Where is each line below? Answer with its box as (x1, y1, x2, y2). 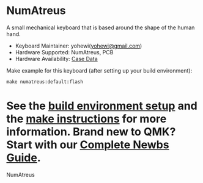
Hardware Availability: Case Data (15, 55, 98, 62)
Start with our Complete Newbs (6, 138, 169, 152)
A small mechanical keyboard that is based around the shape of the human (6, 24, 195, 31)
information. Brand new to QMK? (6, 125, 176, 139)
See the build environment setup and (6, 99, 197, 113)
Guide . (6, 151, 41, 165)
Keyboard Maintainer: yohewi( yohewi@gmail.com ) (15, 42, 142, 49)
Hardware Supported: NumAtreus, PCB (15, 48, 114, 56)
